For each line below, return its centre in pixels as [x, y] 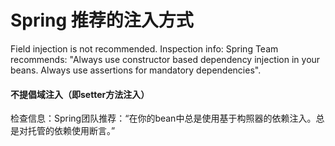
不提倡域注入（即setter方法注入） [80, 94]
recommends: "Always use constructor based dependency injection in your [165, 59]
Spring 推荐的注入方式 [102, 20]
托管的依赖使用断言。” [71, 131]
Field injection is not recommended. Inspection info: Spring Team [144, 48]
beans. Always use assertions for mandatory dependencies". [136, 70]
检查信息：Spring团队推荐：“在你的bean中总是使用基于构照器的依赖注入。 [163, 118]
